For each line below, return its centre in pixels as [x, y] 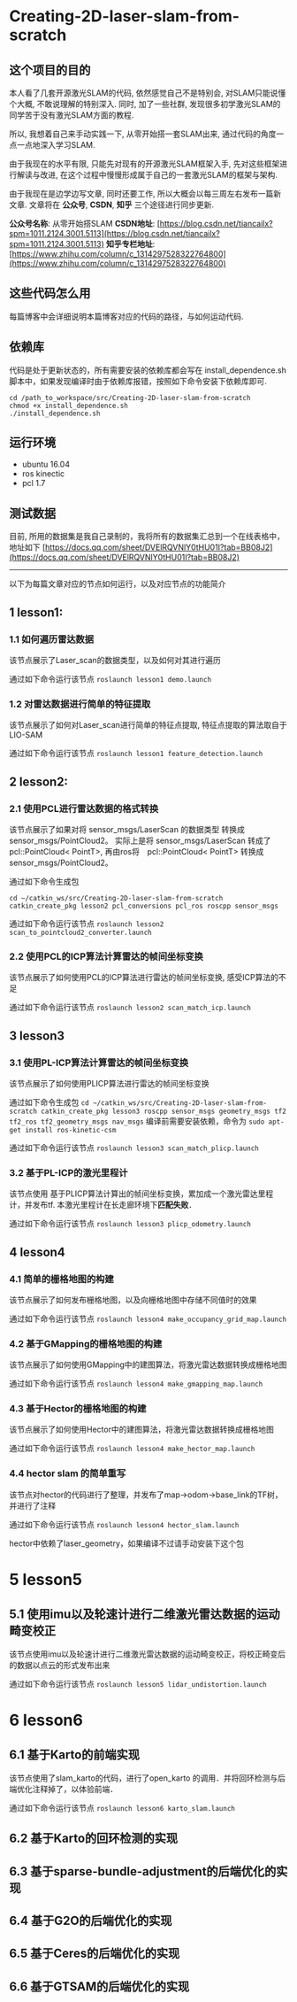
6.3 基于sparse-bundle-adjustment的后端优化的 [143, 1871]
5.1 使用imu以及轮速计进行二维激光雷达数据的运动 [145, 1615]
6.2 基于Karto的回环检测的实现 [94, 1839]
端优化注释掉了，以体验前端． [63, 1789]
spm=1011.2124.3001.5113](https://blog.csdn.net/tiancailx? [115, 233]
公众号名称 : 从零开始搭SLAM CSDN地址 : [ [85, 224]
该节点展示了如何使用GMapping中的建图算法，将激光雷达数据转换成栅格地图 [148, 1364]
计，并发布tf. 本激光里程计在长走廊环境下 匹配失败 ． [103, 1205]
